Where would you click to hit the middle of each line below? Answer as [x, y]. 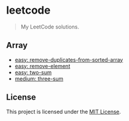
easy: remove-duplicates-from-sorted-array [69, 59]
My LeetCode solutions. [50, 27]
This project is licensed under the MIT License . [64, 112]
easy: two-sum [33, 72]
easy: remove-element [42, 66]
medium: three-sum [39, 78]
